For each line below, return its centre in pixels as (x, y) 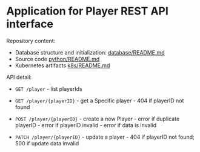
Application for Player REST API (87, 11)
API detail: (19, 77)
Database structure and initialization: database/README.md (90, 52)
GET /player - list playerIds (49, 88)
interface (30, 24)
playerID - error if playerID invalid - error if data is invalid (85, 125)
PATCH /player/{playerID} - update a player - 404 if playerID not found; (105, 137)
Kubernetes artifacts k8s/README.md (62, 65)
